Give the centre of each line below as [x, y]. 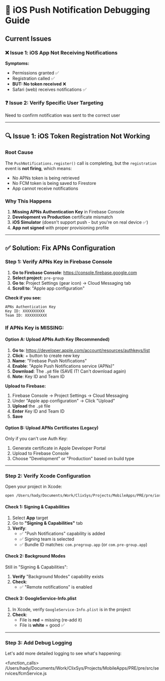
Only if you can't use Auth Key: [36, 439]
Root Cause [19, 152]
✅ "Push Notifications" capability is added [62, 533]
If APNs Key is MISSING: [35, 327]
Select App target [30, 518]
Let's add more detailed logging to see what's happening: [63, 653]
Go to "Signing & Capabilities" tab [47, 523]
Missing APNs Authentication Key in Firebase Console [68, 212]
